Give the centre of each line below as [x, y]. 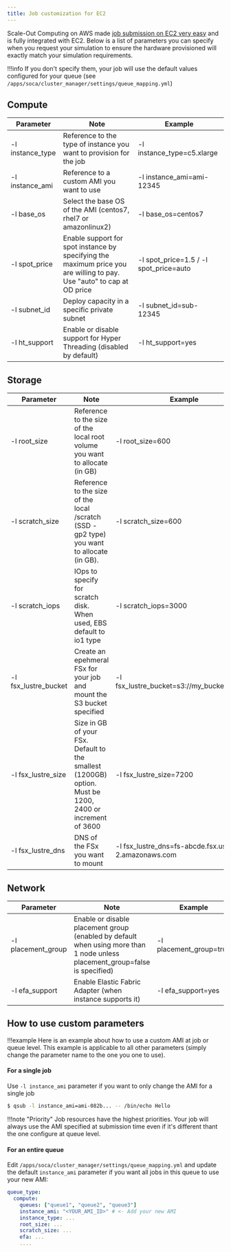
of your [86, 731]
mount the [90, 695]
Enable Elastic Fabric [107, 982]
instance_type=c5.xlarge [178, 153]
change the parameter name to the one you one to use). [86, 1055]
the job [74, 161]
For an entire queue [35, 1149]
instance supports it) [107, 999]
